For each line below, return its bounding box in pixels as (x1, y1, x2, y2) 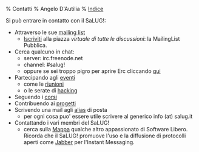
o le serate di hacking (23, 87, 78, 94)
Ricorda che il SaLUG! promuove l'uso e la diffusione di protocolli (23, 132, 186, 139)
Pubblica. (23, 42, 47, 49)
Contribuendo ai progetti (14, 100, 76, 107)
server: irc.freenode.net (23, 55, 83, 61)
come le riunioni (23, 80, 64, 88)
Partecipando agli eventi (14, 74, 75, 81)
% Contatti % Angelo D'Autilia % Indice (5, 5, 104, 12)
